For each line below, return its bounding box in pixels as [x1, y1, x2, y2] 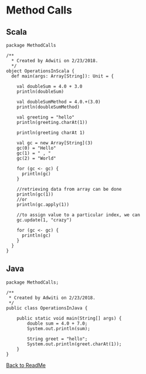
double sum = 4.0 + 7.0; [27, 321, 88, 326]
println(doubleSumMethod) [16, 104, 80, 110]
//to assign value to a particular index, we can [16, 212, 141, 218]
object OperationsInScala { [6, 68, 75, 74]
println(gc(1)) [16, 191, 54, 197]
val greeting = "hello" [16, 114, 75, 120]
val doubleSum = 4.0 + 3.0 [16, 83, 83, 89]
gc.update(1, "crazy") [16, 217, 72, 223]
